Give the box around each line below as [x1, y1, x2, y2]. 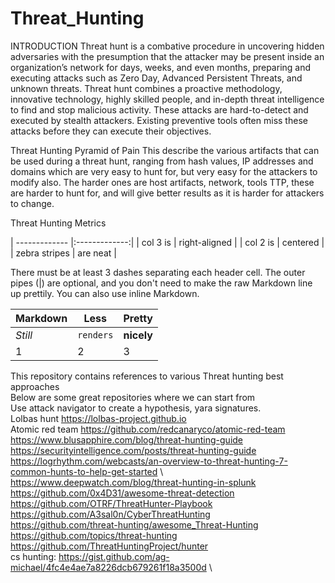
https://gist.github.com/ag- [58, 550, 170, 562]
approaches [10, 380, 60, 392]
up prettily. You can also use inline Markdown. [10, 287, 200, 299]
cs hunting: [10, 550, 57, 562]
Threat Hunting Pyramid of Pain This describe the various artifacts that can [10, 144, 320, 156]
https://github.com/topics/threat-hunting [10, 529, 178, 541]
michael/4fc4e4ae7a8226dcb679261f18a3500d [10, 561, 207, 573]
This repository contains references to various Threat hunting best [10, 370, 284, 382]
